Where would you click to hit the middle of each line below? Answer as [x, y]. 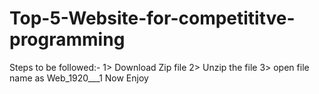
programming [67, 39]
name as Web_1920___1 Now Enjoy [79, 78]
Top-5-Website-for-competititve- [152, 18]
